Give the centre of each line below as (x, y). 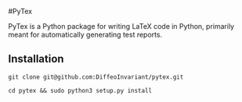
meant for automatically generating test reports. (85, 35)
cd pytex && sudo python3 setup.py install (80, 90)
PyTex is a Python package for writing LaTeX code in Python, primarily (121, 26)
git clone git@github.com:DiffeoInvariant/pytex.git (96, 77)
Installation (36, 59)
